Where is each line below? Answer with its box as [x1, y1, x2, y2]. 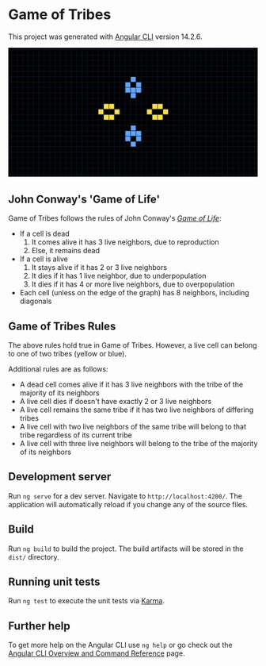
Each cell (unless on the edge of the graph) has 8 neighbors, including [19, 288, 249, 298]
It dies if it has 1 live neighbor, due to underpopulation [31, 271, 207, 281]
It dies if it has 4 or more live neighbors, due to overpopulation [31, 279, 235, 289]
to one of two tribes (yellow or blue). [8, 348, 127, 358]
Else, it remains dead [31, 246, 101, 256]
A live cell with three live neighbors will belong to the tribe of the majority [19, 438, 258, 448]
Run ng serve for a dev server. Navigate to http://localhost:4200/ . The [8, 491, 243, 501]
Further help [8, 619, 71, 633]
